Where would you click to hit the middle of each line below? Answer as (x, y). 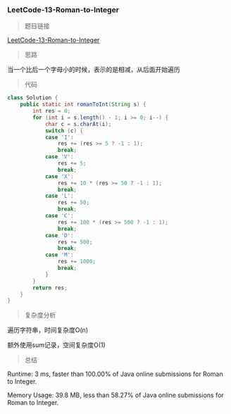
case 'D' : (59, 235)
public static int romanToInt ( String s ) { (83, 105)
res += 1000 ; (77, 262)
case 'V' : (59, 157)
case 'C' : (59, 216)
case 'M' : (59, 255)
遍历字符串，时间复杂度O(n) (48, 330)
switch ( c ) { (64, 131)
